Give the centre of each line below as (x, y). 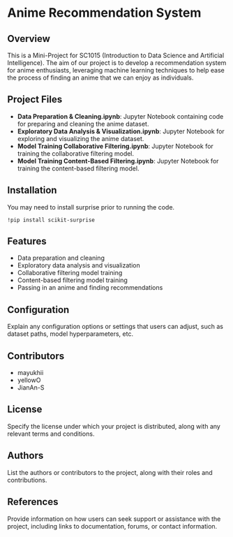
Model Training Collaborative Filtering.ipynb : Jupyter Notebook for (115, 146)
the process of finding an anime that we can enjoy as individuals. (100, 78)
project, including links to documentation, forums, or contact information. (112, 526)
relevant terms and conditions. (51, 434)
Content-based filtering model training (72, 280)
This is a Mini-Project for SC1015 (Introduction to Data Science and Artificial (116, 55)
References (33, 502)
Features (27, 241)
